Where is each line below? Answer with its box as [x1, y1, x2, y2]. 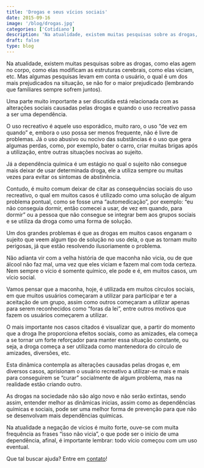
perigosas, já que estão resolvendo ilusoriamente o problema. [6, 242, 162, 249]
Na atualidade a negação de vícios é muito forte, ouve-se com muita [6, 423, 179, 431]
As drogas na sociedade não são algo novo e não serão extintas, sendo [6, 392, 186, 400]
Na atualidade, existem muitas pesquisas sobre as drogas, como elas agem [6, 59, 196, 67]
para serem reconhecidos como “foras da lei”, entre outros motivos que [6, 305, 186, 312]
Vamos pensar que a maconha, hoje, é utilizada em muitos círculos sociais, [6, 285, 195, 293]
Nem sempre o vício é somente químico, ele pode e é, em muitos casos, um [6, 267, 197, 274]
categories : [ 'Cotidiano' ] [6, 26, 75, 32]
